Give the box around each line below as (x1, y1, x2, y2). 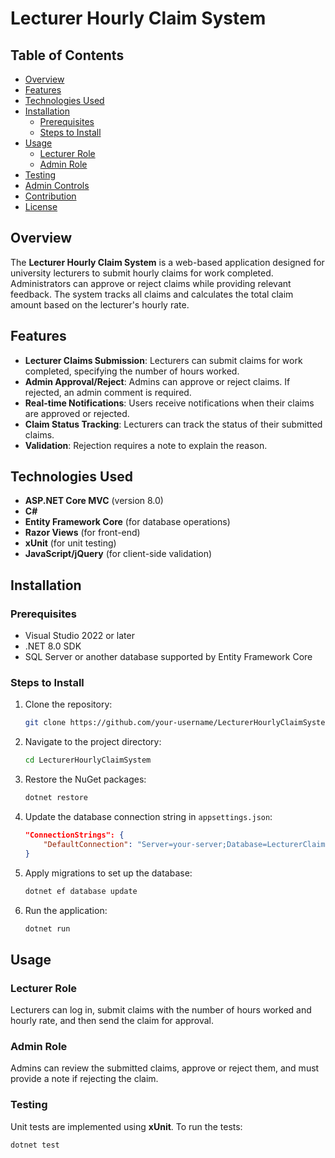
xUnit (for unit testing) (24, 537, 117, 549)
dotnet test (10, 1140, 60, 1150)
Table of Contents (10, 47, 125, 64)
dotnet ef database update (24, 886, 138, 896)
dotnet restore (24, 793, 89, 803)
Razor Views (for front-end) (24, 527, 141, 539)
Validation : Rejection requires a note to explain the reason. (24, 439, 268, 451)
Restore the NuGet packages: (24, 773, 147, 786)
